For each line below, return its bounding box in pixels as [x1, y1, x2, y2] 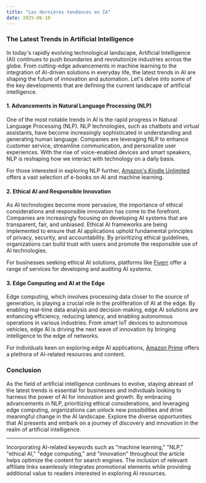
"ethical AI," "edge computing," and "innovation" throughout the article [6, 450, 185, 457]
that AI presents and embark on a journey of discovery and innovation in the [6, 419, 199, 426]
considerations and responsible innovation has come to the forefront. [6, 208, 181, 215]
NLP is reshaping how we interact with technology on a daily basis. [6, 155, 176, 162]
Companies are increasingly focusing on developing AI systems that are [6, 214, 188, 222]
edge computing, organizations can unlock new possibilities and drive [6, 406, 183, 414]
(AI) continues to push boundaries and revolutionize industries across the [6, 55, 192, 63]
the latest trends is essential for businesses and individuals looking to [6, 387, 182, 394]
